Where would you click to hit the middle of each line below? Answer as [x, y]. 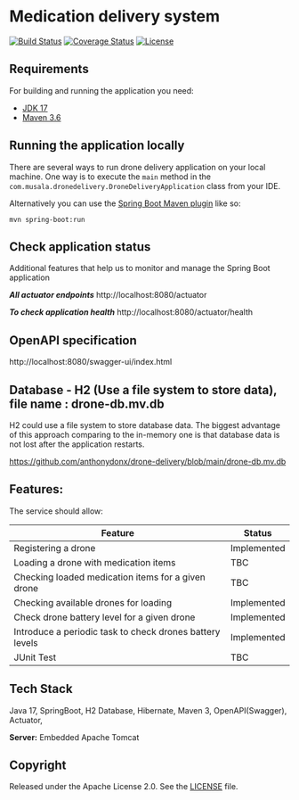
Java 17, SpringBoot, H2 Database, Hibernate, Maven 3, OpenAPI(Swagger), [148, 710]
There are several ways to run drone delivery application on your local [137, 167]
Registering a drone [55, 548]
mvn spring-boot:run [48, 219]
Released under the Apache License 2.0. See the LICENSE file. [124, 787]
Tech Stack [41, 689]
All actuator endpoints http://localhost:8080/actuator [108, 295]
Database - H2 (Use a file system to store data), [143, 390]
